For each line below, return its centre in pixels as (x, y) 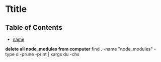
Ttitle (16, 9)
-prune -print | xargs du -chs (49, 54)
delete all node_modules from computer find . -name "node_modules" (79, 49)
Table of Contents (34, 28)
